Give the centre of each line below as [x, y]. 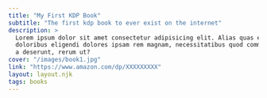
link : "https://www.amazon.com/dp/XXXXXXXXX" [85, 67]
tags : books [28, 81]
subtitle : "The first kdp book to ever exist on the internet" [115, 23]
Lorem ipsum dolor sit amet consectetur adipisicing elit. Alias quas [135, 38]
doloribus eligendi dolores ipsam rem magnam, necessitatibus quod [130, 45]
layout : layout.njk [41, 74]
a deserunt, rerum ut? [53, 52]
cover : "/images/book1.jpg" [55, 60]
